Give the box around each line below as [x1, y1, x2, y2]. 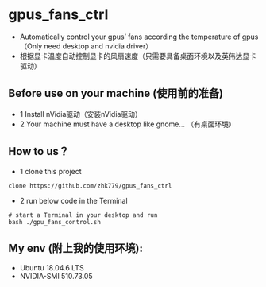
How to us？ [8, 145, 70, 158]
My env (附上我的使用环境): [8, 241, 144, 255]
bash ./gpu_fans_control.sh [8, 218, 102, 226]
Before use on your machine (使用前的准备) [8, 87, 224, 100]
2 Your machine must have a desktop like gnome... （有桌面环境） [19, 119, 236, 129]
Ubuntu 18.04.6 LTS [19, 263, 85, 273]
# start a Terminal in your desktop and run [8, 211, 158, 219]
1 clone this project [19, 166, 82, 176]
